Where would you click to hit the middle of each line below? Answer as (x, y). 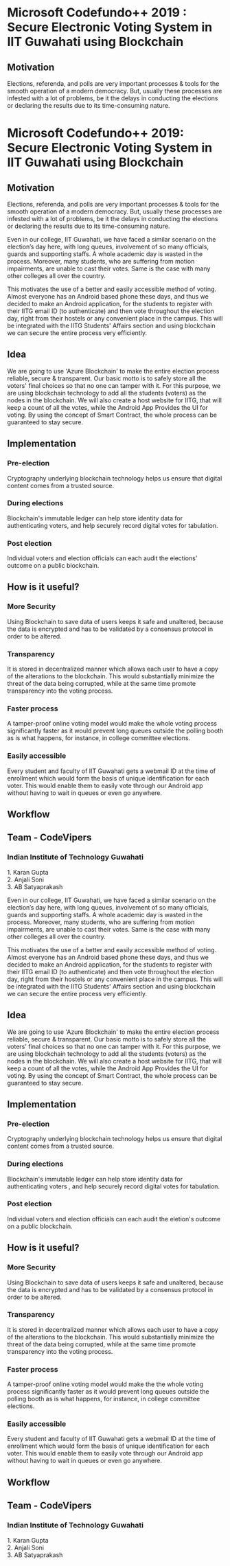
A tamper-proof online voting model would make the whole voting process (112, 724)
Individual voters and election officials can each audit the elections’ (102, 558)
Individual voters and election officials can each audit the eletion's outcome (114, 1219)
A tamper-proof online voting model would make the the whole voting (105, 1384)
